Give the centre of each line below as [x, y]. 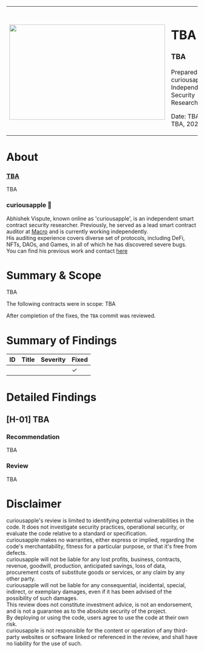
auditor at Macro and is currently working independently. [77, 231]
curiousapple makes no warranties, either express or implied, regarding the [100, 540]
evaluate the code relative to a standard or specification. [77, 534]
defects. [17, 553]
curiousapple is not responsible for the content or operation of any [90, 630]
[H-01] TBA [28, 419]
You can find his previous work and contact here [67, 251]
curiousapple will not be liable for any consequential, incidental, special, [96, 585]
